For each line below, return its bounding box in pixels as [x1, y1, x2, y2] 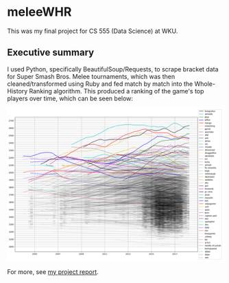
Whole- [194, 80, 216, 88]
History [7, 87, 28, 95]
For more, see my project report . [7, 268, 99, 276]
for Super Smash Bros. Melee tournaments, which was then [7, 72, 176, 80]
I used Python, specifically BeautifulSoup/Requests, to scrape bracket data [7, 65, 219, 73]
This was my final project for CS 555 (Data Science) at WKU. [7, 27, 178, 35]
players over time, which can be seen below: [7, 94, 134, 102]
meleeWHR [7, 4, 72, 20]
